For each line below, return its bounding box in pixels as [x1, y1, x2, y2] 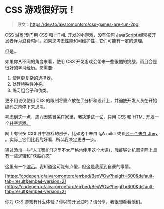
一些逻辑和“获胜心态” [9, 153, 52, 159]
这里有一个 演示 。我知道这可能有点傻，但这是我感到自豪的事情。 [5, 163, 133, 169]
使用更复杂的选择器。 [12, 75, 55, 81]
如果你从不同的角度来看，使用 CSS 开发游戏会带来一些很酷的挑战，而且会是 [5, 58, 158, 64]
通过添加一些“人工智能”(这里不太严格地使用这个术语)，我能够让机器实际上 [5, 147, 153, 152]
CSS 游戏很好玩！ [5, 4, 77, 16]
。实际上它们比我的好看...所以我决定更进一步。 [5, 136, 99, 142]
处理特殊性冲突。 [12, 81, 47, 87]
